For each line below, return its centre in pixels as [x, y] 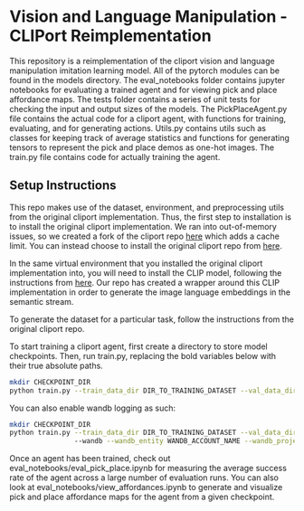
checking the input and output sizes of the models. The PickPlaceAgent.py [148, 109]
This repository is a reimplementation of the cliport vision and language [142, 61]
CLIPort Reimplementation [110, 36]
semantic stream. [42, 301]
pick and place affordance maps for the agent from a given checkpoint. [142, 497]
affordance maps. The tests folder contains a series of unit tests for [135, 99]
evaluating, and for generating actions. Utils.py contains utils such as [138, 128]
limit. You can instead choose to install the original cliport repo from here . [146, 245]
